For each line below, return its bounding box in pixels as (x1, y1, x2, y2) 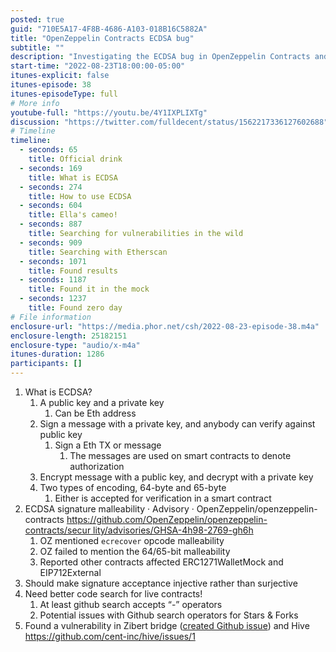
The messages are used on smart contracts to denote (69, 450, 292, 461)
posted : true (10, 14, 65, 25)
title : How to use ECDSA (28, 191, 132, 201)
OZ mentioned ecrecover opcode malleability (39, 535, 225, 546)
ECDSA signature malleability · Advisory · (24, 503, 195, 515)
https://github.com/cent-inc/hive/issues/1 (24, 631, 196, 642)
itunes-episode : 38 (10, 80, 92, 90)
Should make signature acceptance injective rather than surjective (24, 577, 298, 589)
